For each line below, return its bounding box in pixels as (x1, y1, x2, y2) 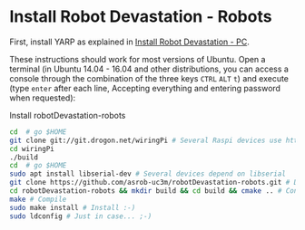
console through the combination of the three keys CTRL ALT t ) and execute (9, 72, 289, 83)
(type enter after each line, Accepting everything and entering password (9, 82, 281, 93)
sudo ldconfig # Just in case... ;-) (9, 211, 152, 221)
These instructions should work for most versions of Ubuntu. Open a (9, 53, 266, 64)
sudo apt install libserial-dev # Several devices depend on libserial (9, 169, 286, 178)
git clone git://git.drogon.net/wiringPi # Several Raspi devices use (9, 136, 282, 145)
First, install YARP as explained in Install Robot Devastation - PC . (9, 36, 250, 47)
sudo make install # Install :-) (9, 203, 136, 212)
